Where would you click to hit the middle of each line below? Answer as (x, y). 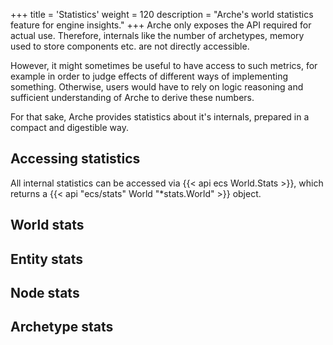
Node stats (45, 292)
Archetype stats (62, 327)
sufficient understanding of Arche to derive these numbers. (132, 97)
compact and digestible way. (69, 127)
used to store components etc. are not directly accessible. (130, 46)
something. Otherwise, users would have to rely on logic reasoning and (157, 87)
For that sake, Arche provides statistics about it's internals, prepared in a (160, 117)
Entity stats (47, 259)
